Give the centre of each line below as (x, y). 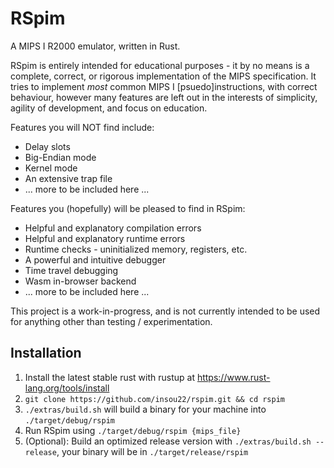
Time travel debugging (71, 270)
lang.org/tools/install (67, 388)
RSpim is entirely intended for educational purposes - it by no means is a (160, 65)
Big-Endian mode (60, 157)
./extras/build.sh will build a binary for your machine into (145, 409)
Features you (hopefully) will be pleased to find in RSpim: (128, 208)
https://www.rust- (233, 377)
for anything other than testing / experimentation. (111, 321)
